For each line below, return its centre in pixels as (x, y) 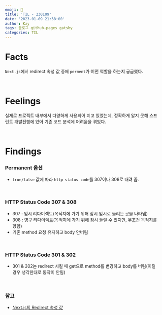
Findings (23, 152)
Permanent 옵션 (24, 167)
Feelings (23, 101)
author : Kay (17, 23)
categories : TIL (22, 33)
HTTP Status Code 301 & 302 (41, 255)
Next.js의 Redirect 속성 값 (37, 308)
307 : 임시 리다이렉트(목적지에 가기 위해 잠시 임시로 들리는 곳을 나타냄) (80, 213)
